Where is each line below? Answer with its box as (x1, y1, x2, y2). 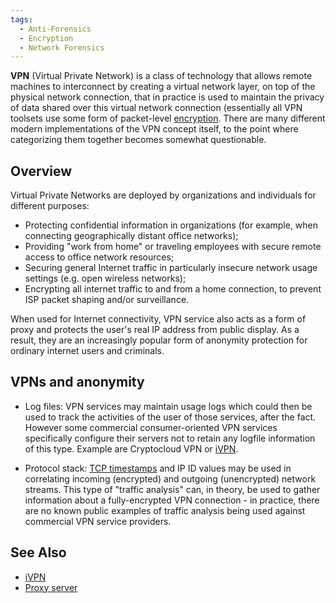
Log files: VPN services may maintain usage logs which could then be (24, 400, 313, 412)
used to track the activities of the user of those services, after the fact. (24, 411, 317, 423)
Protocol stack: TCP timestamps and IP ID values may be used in (24, 462, 292, 474)
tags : (10, 14, 33, 25)
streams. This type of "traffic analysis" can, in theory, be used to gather (24, 483, 321, 495)
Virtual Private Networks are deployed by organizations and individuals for (10, 189, 317, 201)
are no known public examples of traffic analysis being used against (24, 504, 306, 516)
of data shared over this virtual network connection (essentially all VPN (10, 102, 303, 114)
